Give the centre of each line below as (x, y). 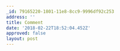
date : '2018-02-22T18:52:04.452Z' (49, 28)
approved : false (26, 33)
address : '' (21, 17)
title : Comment (25, 22)
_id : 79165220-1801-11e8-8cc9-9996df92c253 (60, 11)
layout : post (22, 39)
